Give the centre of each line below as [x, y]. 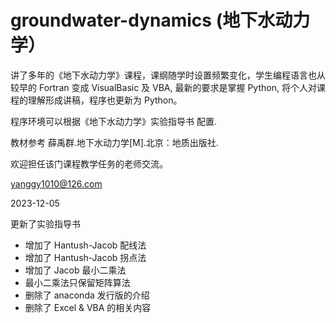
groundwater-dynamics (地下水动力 [160, 20]
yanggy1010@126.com [56, 183]
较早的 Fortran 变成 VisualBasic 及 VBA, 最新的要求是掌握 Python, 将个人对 [163, 87]
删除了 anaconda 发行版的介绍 [87, 295]
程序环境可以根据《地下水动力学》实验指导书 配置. [113, 121]
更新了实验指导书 [45, 223]
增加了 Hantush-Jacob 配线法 [85, 245]
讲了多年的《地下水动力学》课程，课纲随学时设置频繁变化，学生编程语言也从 [168, 75]
